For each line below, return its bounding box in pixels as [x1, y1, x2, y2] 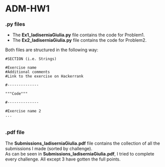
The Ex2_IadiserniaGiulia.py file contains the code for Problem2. [12, 37, 147, 43]
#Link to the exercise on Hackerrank [5, 74, 84, 79]
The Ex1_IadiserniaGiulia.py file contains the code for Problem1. [12, 32, 145, 38]
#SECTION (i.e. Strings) [5, 57, 57, 62]
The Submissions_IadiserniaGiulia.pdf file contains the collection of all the [5, 140, 161, 146]
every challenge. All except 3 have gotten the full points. [5, 156, 121, 162]
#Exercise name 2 [5, 109, 41, 114]
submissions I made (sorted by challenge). [5, 145, 93, 152]
